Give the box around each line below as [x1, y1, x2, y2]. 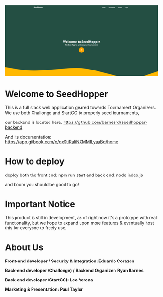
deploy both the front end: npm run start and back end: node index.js [5, 172, 143, 178]
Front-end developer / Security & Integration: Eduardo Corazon [5, 258, 135, 264]
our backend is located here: [5, 120, 63, 125]
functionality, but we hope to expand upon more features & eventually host [5, 220, 154, 226]
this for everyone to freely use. [5, 225, 66, 231]
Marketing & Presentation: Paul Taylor [5, 286, 83, 292]
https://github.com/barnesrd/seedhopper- [63, 120, 147, 125]
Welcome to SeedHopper [5, 88, 108, 100]
